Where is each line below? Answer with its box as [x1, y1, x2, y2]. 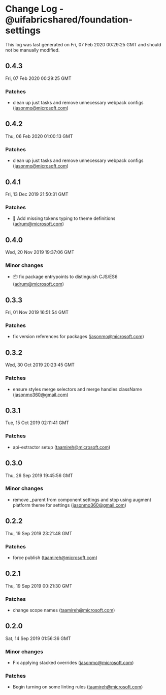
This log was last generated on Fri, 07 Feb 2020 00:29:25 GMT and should [5, 41, 161, 47]
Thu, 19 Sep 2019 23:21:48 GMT [5, 530, 73, 536]
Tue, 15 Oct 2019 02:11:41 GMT [5, 420, 70, 426]
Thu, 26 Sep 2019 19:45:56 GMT [5, 472, 73, 479]
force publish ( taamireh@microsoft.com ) [12, 554, 97, 561]
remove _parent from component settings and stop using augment [12, 496, 151, 503]
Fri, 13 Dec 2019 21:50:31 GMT [5, 191, 69, 197]
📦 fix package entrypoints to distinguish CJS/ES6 [12, 273, 118, 280]
